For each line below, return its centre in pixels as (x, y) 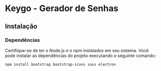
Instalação (21, 26)
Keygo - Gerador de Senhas (62, 8)
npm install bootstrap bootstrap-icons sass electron (61, 64)
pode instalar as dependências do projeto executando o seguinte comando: (80, 56)
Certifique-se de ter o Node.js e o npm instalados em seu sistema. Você (77, 50)
